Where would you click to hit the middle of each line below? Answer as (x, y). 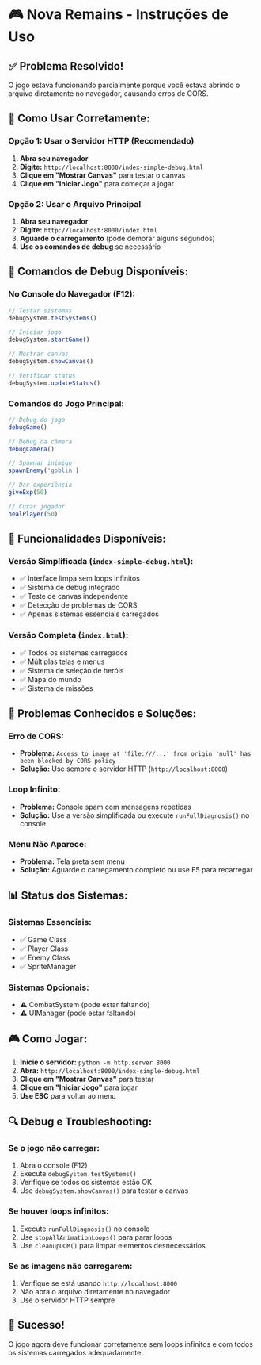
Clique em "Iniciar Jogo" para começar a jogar (97, 183)
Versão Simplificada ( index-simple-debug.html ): (101, 562)
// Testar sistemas (40, 311)
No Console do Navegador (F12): (72, 294)
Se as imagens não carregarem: (70, 1266)
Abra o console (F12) (54, 1165)
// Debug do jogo (37, 420)
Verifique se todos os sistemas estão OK (86, 1183)
